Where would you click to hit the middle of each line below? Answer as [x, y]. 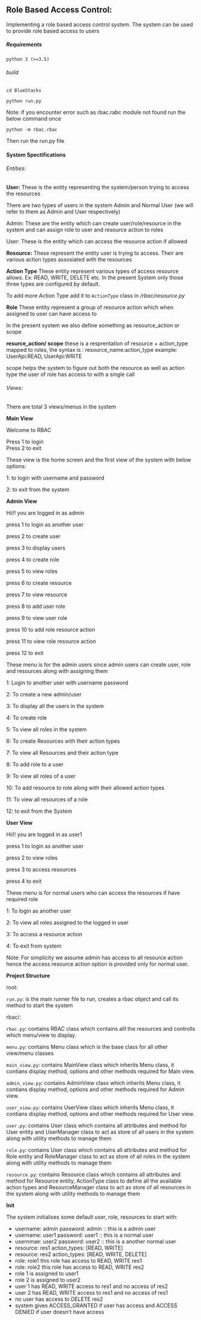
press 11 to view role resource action [51, 641]
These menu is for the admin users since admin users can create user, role [98, 665]
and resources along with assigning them [57, 671]
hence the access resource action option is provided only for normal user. [97, 964]
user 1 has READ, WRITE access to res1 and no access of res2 [91, 1286]
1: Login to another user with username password [67, 683]
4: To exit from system [34, 946]
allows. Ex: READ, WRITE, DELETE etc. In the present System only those [95, 277]
